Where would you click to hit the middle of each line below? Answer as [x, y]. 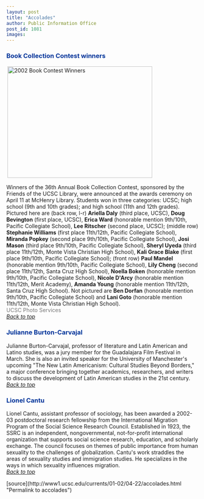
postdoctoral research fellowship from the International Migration [96, 420]
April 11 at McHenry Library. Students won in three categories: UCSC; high [99, 200]
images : [16, 35]
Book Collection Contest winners [56, 56]
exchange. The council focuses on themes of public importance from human [102, 446]
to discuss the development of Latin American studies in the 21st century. [98, 378]
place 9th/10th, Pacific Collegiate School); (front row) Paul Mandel [90, 259]
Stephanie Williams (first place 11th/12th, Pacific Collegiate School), [92, 232]
